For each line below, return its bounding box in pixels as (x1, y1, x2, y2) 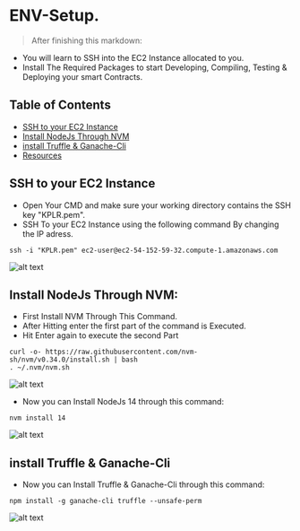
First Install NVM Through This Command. (21, 311, 177, 322)
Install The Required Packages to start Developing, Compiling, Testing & (21, 62, 287, 73)
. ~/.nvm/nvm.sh (9, 363, 70, 372)
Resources (21, 150, 63, 161)
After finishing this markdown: (30, 35, 143, 46)
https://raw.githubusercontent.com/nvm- (45, 347, 199, 357)
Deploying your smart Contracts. (21, 71, 143, 82)
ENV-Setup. (9, 5, 100, 26)
